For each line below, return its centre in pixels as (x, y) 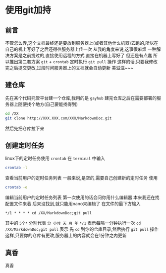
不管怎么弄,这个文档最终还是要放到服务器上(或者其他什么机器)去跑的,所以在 (82, 43)
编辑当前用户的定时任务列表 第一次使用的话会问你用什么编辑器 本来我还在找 (82, 197)
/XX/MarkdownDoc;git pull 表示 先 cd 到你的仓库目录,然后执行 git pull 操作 (82, 229)
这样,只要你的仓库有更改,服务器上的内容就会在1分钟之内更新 (66, 235)
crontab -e (16, 187)
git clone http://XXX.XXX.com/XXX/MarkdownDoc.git (58, 118)
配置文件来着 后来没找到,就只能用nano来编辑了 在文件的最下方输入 (73, 204)
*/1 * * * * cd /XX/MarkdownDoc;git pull (49, 213)
